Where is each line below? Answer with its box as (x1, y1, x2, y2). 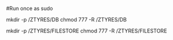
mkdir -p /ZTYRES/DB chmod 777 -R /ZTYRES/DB (6, 16, 127, 23)
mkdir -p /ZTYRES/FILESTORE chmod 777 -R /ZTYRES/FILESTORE (6, 27, 168, 34)
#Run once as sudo (6, 5, 53, 12)
